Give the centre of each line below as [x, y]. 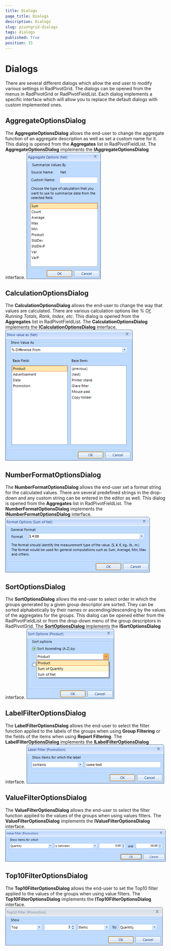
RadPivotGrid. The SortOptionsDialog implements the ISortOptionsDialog [83, 626]
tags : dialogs [20, 32]
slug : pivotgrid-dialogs [32, 27]
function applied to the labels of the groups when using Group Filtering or [83, 731]
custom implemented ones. [34, 105]
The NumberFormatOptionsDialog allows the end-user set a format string [83, 487]
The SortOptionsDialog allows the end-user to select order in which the [81, 599]
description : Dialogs [28, 21]
